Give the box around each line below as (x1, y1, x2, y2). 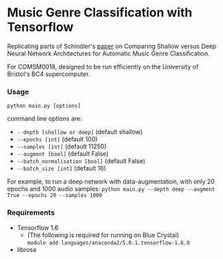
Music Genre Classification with (7, 5, 193, 21)
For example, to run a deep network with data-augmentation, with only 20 (7, 177, 215, 186)
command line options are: (7, 114, 82, 123)
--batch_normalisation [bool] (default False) (16, 157, 146, 165)
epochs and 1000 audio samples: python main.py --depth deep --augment (7, 185, 215, 193)
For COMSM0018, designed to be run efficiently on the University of (7, 62, 199, 71)
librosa (16, 245, 36, 254)
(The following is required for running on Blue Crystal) (27, 231, 179, 239)
